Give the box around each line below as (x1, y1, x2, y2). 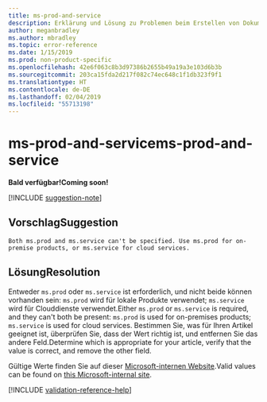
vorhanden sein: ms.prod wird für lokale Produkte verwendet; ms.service (8, 295, 245, 304)
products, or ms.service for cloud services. (37, 244, 191, 252)
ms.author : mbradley (8, 33, 77, 42)
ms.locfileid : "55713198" (8, 100, 94, 108)
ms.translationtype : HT (8, 78, 87, 86)
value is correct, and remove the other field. (8, 346, 153, 355)
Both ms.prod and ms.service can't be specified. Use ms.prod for (8, 237, 233, 245)
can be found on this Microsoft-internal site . (8, 369, 153, 379)
